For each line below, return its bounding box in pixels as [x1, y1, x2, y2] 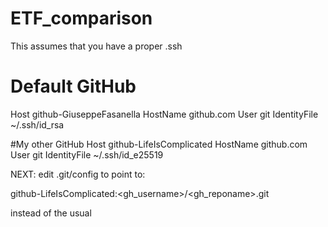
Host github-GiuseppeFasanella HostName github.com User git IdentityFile [10, 108, 319, 120]
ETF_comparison [10, 7, 153, 30]
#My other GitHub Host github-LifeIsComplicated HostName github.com [10, 138, 308, 150]
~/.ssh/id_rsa [10, 118, 65, 131]
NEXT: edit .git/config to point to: [10, 168, 146, 180]
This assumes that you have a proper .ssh [10, 40, 183, 52]
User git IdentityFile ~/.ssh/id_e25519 [10, 148, 164, 161]
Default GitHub [10, 75, 137, 98]
